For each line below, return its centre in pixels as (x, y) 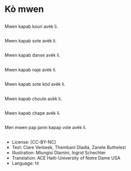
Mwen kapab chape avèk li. (33, 113)
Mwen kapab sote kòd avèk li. (35, 84)
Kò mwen (24, 9)
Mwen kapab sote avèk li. (31, 40)
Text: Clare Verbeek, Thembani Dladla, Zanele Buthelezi (69, 147)
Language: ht (25, 163)
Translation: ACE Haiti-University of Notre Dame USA (66, 158)
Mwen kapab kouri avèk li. (31, 26)
